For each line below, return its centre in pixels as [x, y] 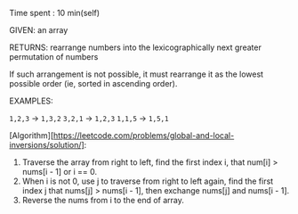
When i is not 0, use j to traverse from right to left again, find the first [148, 181]
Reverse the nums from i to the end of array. [103, 200]
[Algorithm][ [32, 136]
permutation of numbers [54, 57]
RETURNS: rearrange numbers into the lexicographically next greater [136, 47]
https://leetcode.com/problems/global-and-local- [144, 136]
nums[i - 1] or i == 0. [60, 172]
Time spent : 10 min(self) [55, 13]
